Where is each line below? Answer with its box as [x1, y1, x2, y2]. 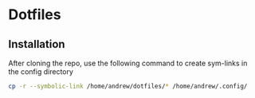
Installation [8, 37, 65, 51]
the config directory [8, 67, 74, 76]
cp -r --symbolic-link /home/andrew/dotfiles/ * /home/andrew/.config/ [8, 82, 248, 90]
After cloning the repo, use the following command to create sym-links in [8, 58, 248, 68]
